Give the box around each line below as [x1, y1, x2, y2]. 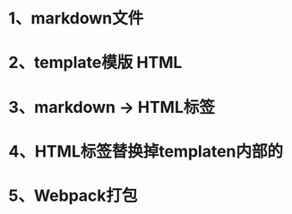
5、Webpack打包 [8, 185, 138, 206]
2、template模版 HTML [8, 53, 183, 73]
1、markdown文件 [8, 8, 144, 29]
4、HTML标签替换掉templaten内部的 [8, 141, 284, 161]
